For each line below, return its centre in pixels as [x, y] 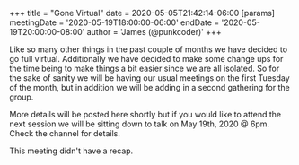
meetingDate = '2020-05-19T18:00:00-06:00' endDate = [114, 22]
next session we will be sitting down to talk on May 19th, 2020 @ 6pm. [140, 124]
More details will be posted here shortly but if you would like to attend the [145, 114]
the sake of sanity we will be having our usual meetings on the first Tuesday [149, 78]
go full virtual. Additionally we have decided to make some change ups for [146, 59]
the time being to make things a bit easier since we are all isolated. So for [145, 68]
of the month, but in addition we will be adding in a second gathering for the [149, 87]
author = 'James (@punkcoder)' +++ [154, 32]
